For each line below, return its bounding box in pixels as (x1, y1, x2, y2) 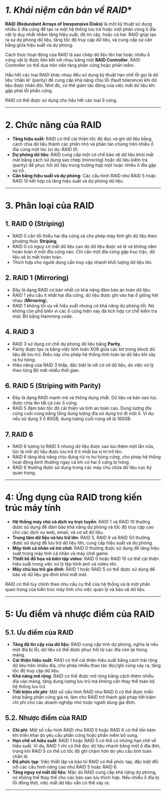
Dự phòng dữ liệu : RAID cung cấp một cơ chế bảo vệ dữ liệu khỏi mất (12, 151, 154, 157)
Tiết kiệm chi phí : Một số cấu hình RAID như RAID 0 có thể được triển (12, 689, 154, 695)
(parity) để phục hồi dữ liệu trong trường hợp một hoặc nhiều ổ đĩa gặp (12, 162, 157, 168)
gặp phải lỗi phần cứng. (5, 87, 53, 93)
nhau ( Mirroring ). (12, 297, 48, 303)
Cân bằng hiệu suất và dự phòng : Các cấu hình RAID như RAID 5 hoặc (12, 172, 157, 178)
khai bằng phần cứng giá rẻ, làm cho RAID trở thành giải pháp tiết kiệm (12, 694, 156, 700)
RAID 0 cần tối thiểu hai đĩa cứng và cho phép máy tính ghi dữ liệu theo (12, 233, 157, 239)
